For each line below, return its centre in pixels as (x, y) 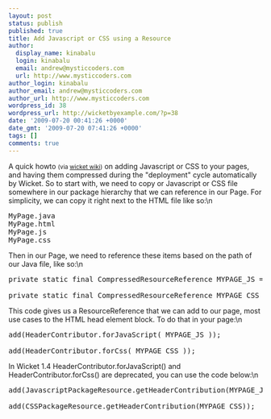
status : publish (35, 23)
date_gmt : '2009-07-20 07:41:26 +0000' (75, 128)
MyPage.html (32, 224)
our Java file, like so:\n (46, 263)
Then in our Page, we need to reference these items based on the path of (130, 255)
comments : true (34, 143)
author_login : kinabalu (48, 83)
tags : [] (23, 135)
